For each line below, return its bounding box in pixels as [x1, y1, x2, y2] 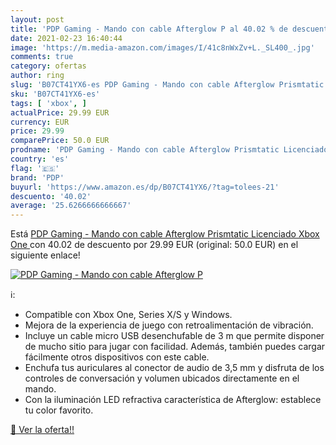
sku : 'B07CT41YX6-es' [10, 89, 101, 99]
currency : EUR [10, 117, 70, 127]
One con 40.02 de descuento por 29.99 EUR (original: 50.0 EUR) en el [10, 239, 299, 251]
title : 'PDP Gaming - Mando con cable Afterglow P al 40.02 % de [10, 24, 288, 34]
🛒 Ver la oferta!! [10, 424, 75, 436]
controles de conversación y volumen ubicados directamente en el [24, 372, 300, 385]
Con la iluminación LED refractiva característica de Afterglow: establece [24, 394, 322, 406]
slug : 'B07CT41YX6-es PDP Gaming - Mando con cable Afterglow [10, 80, 275, 90]
